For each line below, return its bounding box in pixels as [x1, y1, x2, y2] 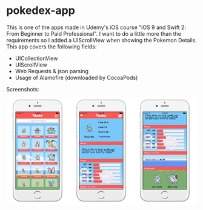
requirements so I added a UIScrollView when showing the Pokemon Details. [6, 36, 197, 44]
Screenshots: [6, 85, 39, 93]
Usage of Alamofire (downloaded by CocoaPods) [15, 74, 138, 81]
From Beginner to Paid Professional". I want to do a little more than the [6, 30, 182, 37]
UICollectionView [15, 54, 58, 62]
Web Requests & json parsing [15, 67, 89, 74]
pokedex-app [6, 4, 76, 18]
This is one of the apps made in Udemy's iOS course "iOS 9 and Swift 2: [6, 24, 187, 31]
